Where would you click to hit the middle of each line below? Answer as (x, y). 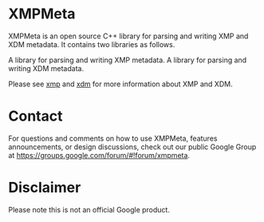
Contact (35, 116)
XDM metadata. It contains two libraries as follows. (92, 44)
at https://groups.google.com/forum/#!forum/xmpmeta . (99, 155)
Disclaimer (45, 188)
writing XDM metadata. (46, 68)
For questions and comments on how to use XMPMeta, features (113, 138)
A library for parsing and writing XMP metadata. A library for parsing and (128, 60)
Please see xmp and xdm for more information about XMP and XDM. (120, 84)
